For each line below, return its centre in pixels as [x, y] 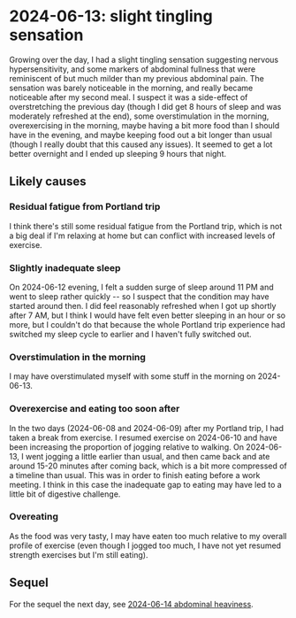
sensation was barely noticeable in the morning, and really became [131, 88]
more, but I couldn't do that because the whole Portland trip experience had [147, 324]
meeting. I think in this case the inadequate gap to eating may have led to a [146, 484]
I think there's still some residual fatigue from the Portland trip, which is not [146, 226]
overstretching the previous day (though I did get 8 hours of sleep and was [145, 106]
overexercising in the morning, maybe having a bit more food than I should [144, 125]
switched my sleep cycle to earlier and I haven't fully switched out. [130, 334]
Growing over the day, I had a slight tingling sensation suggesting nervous [144, 59]
